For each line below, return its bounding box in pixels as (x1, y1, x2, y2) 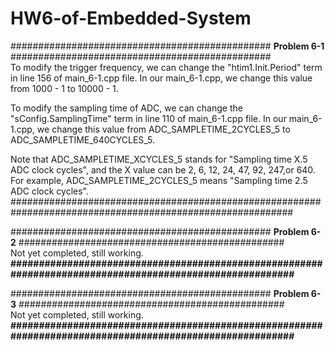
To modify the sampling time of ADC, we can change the (10, 102, 243, 114)
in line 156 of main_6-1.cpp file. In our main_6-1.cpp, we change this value (10, 72, 313, 84)
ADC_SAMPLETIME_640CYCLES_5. (10, 133, 156, 146)
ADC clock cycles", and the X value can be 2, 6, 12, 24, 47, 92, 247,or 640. (10, 163, 316, 176)
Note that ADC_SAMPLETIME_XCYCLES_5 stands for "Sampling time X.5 (10, 153, 308, 165)
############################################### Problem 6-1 (10, 40, 325, 52)
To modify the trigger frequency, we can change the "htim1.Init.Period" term (10, 61, 323, 73)
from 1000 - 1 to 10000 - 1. (10, 82, 119, 94)
